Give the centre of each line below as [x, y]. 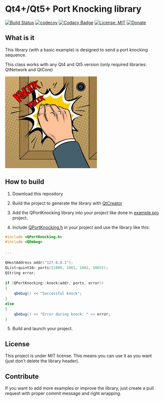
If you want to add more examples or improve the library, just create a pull [80, 388]
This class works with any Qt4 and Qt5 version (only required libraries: [76, 64]
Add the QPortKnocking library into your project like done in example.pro [85, 212]
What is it [20, 38]
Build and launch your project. [42, 329]
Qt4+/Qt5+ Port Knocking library [73, 9]
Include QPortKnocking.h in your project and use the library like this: [81, 227]
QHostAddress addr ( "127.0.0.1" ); [39, 263]
